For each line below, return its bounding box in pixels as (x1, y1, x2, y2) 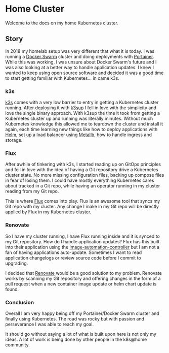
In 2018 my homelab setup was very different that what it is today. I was (5, 48, 155, 54)
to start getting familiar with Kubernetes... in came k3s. (5, 75, 120, 81)
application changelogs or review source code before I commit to (5, 254, 141, 261)
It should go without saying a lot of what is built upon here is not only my (5, 331, 157, 337)
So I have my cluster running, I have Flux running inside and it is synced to (5, 233, 160, 239)
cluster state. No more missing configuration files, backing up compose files (5, 172, 164, 178)
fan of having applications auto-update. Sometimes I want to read (5, 249, 142, 255)
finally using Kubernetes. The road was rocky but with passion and (5, 315, 145, 322)
